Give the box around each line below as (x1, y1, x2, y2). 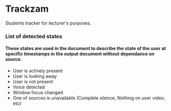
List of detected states (5, 33, 62, 40)
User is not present (12, 79, 54, 85)
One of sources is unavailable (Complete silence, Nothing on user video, (12, 95, 165, 101)
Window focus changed (12, 90, 63, 96)
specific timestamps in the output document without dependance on (5, 51, 155, 57)
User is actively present (12, 68, 63, 74)
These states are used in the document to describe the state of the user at (5, 46, 166, 52)
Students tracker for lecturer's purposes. (5, 20, 92, 26)
